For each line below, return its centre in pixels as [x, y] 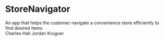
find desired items [24, 28]
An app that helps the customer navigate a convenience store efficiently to [82, 23]
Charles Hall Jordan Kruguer [35, 33]
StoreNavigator [38, 9]
